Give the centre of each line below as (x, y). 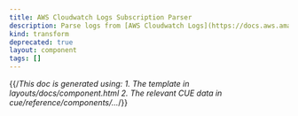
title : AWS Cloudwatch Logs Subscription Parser (101, 17)
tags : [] (25, 58)
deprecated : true (41, 42)
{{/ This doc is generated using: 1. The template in (99, 84)
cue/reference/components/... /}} (69, 102)
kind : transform (39, 34)
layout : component (43, 50)
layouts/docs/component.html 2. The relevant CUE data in (116, 93)
